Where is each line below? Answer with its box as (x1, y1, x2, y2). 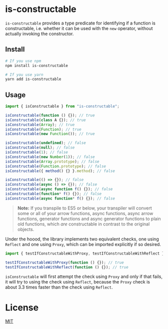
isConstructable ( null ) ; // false (5, 145, 75, 150)
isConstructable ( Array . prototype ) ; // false (5, 159, 99, 164)
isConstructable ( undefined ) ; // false (5, 140, 86, 145)
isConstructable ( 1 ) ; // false (5, 150, 68, 155)
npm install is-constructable (5, 63, 68, 68)
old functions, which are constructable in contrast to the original (17, 221, 150, 227)
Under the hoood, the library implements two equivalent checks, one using (5, 236, 159, 242)
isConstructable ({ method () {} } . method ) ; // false (5, 168, 115, 173)
